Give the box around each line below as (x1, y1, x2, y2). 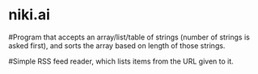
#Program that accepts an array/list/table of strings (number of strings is (8, 32, 251, 42)
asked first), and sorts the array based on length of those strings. (8, 40, 226, 50)
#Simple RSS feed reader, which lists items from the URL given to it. (8, 56, 235, 66)
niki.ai (8, 6, 51, 24)
